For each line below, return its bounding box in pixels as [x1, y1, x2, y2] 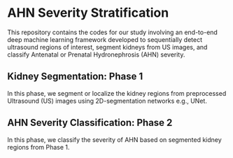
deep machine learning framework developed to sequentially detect [7, 35, 203, 43]
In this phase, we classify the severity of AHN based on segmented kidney [7, 135, 222, 144]
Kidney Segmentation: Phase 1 [7, 71, 143, 82]
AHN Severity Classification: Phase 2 [7, 117, 173, 129]
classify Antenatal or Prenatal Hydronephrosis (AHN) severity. [7, 50, 185, 59]
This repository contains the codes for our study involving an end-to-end [7, 28, 218, 36]
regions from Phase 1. [7, 143, 70, 151]
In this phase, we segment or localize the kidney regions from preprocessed [7, 89, 227, 97]
